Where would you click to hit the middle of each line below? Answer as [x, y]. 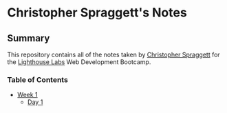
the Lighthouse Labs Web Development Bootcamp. [79, 62]
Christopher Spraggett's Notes [97, 13]
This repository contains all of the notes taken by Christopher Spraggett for [113, 54]
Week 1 [27, 95]
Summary [29, 38]
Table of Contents [38, 79]
